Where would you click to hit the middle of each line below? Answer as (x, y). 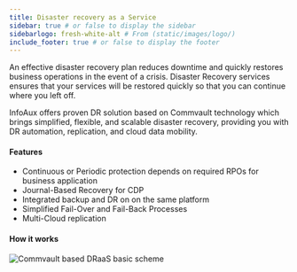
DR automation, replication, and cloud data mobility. (103, 132)
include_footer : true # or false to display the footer (114, 42)
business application (59, 181)
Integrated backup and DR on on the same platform (116, 199)
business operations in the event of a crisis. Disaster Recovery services (140, 77)
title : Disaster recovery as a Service (83, 17)
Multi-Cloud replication (64, 219)
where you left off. (43, 96)
